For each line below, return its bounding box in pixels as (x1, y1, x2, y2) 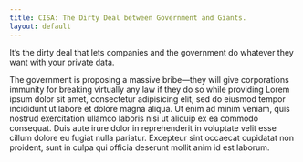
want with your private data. (9, 56, 115, 67)
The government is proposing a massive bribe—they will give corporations (9, 74, 289, 85)
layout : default (9, 22, 71, 31)
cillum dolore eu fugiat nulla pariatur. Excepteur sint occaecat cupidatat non (9, 132, 295, 143)
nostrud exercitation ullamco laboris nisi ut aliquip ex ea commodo (9, 113, 258, 124)
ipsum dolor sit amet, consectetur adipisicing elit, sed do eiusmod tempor (9, 93, 286, 105)
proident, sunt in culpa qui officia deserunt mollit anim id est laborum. (9, 142, 270, 153)
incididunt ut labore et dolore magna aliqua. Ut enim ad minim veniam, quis (9, 103, 290, 114)
